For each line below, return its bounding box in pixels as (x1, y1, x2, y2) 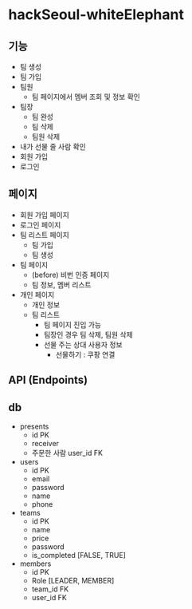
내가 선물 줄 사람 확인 (19, 142, 86, 151)
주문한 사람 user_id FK (31, 449, 104, 458)
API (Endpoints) (8, 374, 88, 387)
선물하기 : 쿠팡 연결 (55, 350, 116, 359)
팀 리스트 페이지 (19, 230, 69, 239)
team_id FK (31, 584, 69, 594)
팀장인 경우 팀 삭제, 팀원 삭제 (43, 330, 133, 339)
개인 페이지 (19, 290, 55, 299)
